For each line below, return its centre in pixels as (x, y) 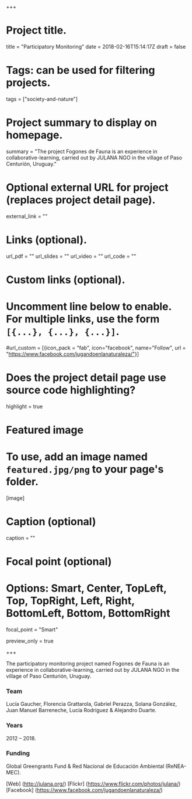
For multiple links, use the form (83, 319)
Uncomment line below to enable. (89, 307)
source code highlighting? (71, 390)
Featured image (45, 430)
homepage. (34, 135)
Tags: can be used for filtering (81, 70)
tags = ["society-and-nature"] (42, 99)
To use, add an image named (77, 457)
